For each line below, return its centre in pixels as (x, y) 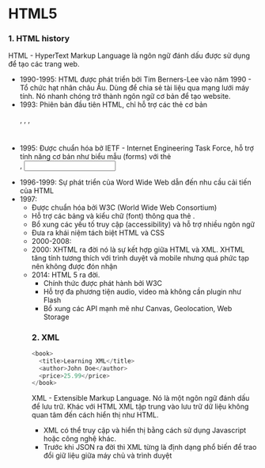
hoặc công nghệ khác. (80, 439)
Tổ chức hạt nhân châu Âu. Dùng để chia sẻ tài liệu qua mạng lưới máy (134, 88)
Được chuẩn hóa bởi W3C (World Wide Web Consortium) (124, 207)
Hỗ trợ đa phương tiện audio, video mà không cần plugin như (142, 291)
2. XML (45, 337)
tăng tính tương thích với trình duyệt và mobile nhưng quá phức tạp (140, 257)
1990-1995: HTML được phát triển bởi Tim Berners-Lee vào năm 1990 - (135, 79)
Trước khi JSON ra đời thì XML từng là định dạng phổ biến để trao (150, 447)
